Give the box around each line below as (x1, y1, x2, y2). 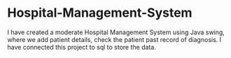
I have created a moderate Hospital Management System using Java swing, (7, 28, 225, 36)
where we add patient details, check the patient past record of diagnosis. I (7, 35, 222, 43)
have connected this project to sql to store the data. (7, 43, 156, 51)
